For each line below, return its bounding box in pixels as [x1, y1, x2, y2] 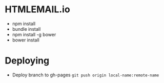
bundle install [12, 26, 41, 32]
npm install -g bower [12, 31, 56, 37]
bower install [12, 37, 39, 43]
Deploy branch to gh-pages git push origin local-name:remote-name [12, 72, 159, 78]
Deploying [5, 55, 50, 67]
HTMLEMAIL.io [5, 4, 70, 15]
